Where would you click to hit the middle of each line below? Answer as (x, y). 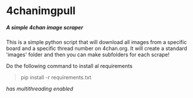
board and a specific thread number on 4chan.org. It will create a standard (97, 49)
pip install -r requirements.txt (56, 77)
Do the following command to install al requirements (69, 66)
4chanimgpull (41, 11)
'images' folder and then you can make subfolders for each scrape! (88, 55)
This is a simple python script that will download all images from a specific (97, 42)
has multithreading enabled (40, 89)
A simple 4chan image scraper (45, 27)
